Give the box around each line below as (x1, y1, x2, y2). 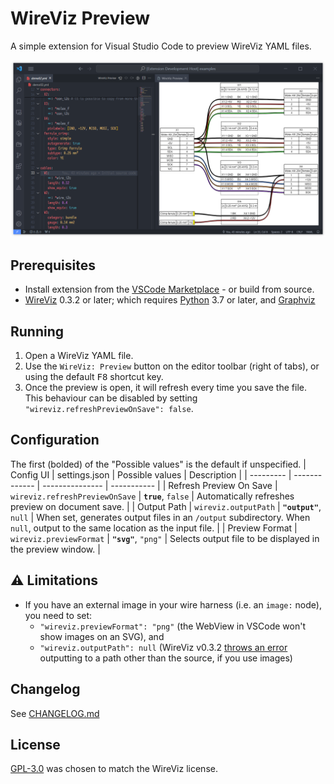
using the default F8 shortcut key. (24, 371, 164, 383)
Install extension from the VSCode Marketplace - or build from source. (24, 283, 315, 296)
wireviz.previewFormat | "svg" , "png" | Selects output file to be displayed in (10, 532, 320, 544)
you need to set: (24, 609, 93, 621)
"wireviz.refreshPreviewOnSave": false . (24, 403, 194, 415)
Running (10, 323, 65, 340)
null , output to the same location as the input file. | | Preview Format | (10, 522, 298, 534)
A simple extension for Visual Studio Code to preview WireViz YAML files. (10, 40, 312, 52)
